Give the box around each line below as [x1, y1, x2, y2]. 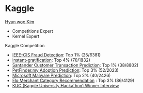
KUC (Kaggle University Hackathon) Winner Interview [12, 82, 119, 88]
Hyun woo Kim [5, 19, 35, 25]
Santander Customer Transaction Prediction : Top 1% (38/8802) [12, 62, 139, 68]
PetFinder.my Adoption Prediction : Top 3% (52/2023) [12, 67, 119, 73]
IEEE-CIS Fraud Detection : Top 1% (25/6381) [12, 52, 101, 58]
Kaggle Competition [5, 42, 45, 48]
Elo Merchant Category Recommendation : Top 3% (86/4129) [12, 78, 135, 83]
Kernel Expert [12, 33, 40, 39]
